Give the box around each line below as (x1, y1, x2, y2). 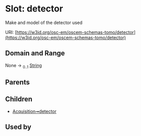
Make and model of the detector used (5, 19, 83, 25)
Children (5, 95, 32, 103)
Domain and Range (5, 49, 65, 57)
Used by (5, 123, 31, 131)
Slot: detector (5, 3, 63, 14)
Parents (5, 78, 30, 86)
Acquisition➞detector (12, 108, 57, 114)
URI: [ (5, 29, 17, 35)
